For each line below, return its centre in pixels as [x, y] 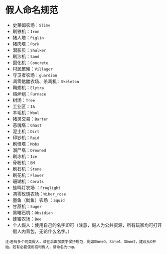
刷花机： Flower [28, 175]
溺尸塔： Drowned [29, 150]
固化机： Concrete [30, 62]
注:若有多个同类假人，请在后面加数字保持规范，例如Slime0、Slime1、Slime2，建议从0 [79, 241]
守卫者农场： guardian [35, 75]
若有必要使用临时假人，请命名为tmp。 [45, 247]
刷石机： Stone [27, 168]
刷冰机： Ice [25, 156]
